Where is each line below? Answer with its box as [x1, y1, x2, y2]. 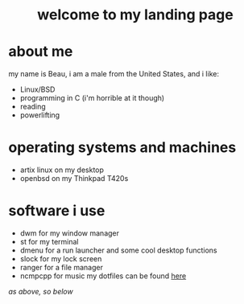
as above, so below [8, 287, 74, 296]
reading [19, 102, 46, 112]
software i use [8, 202, 105, 220]
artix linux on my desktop [19, 165, 105, 175]
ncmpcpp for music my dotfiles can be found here [19, 271, 187, 281]
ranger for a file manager [19, 263, 103, 272]
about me [8, 43, 73, 61]
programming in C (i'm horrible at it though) [19, 93, 165, 103]
